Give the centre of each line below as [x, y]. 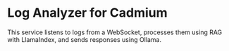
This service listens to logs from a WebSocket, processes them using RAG [115, 32]
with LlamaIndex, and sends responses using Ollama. [85, 39]
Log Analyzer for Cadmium [87, 13]
